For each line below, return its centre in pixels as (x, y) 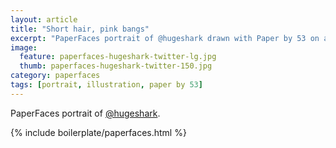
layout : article (44, 19)
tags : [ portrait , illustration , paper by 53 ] (106, 85)
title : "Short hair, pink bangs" (80, 29)
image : (24, 47)
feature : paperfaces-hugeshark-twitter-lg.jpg (118, 57)
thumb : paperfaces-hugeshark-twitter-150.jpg (116, 66)
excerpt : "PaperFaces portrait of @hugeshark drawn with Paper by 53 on (165, 38)
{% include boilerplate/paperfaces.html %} (98, 132)
